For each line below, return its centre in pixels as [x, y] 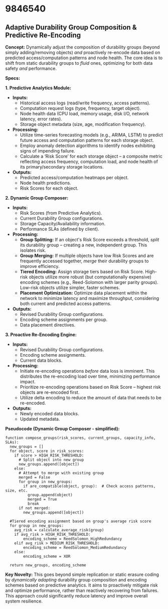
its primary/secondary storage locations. [62, 167]
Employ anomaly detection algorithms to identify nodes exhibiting [88, 145]
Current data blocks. [41, 360]
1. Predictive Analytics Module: [38, 88]
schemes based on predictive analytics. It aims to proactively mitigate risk [81, 585]
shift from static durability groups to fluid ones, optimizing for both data [79, 63]
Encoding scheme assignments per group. [64, 320]
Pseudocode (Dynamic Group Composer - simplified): [62, 429]
